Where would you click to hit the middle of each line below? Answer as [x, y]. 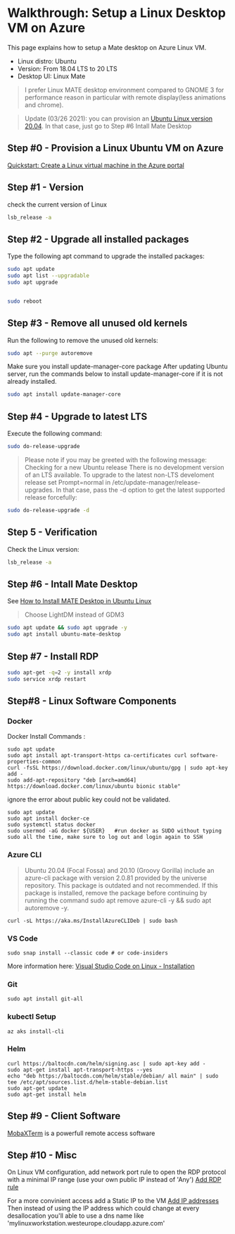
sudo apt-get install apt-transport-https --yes [80, 1070]
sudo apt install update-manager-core [64, 394]
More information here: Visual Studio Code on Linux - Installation [101, 966]
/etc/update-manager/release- [156, 482]
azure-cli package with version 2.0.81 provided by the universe [116, 878]
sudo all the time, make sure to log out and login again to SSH [105, 837]
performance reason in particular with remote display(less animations [125, 97]
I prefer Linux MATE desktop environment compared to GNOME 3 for [124, 90]
